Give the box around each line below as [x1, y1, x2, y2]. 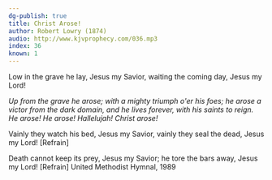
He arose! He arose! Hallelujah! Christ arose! [8, 114, 158, 122]
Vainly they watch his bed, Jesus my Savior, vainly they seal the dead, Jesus [8, 129, 265, 139]
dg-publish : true [8, 11, 67, 20]
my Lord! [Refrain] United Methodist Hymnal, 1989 [8, 162, 176, 171]
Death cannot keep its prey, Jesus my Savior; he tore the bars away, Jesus [8, 153, 258, 163]
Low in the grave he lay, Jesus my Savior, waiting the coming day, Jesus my [8, 72, 262, 81]
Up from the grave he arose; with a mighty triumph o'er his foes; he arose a [8, 96, 261, 105]
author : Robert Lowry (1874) [8, 27, 107, 35]
